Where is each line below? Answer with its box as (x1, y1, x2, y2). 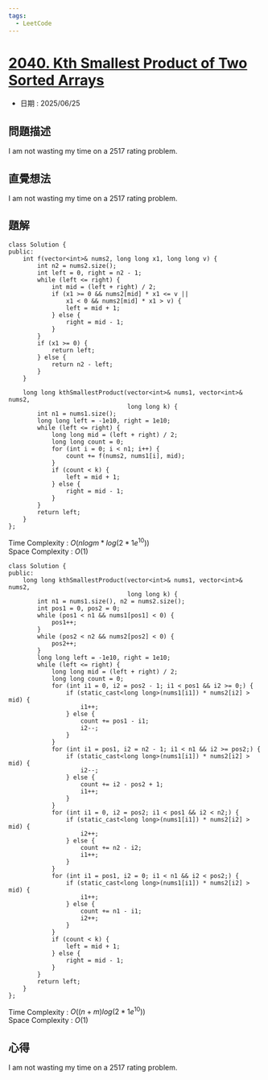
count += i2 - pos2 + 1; (80, 780, 163, 789)
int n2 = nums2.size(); (37, 262, 117, 270)
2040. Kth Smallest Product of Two (8, 54, 248, 72)
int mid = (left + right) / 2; (51, 282, 157, 291)
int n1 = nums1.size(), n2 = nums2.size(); (37, 597, 185, 605)
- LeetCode (15, 19, 52, 27)
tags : (8, 11, 27, 20)
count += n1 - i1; (80, 907, 142, 915)
